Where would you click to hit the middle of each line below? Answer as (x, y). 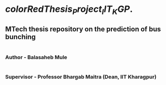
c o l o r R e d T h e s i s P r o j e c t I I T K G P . (69, 10)
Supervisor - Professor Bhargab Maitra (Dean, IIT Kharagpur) (81, 77)
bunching (21, 37)
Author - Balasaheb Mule (36, 57)
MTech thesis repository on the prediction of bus (83, 29)
